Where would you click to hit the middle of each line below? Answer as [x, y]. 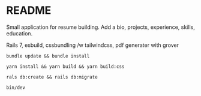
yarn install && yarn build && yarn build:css [65, 67]
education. [19, 33]
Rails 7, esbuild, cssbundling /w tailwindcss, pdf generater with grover [92, 45]
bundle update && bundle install [48, 56]
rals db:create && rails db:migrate [52, 77]
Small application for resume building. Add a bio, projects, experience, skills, [100, 27]
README [29, 10]
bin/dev [16, 88]
